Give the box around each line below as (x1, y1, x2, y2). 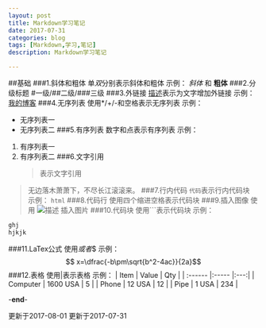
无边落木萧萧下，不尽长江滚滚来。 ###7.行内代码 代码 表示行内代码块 (27, 186, 250, 195)
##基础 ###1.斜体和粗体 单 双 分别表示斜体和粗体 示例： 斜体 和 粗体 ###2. (8, 79, 249, 87)
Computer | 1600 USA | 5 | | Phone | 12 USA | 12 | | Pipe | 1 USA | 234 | (8, 279, 238, 288)
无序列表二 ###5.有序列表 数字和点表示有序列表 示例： (19, 125, 199, 134)
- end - (8, 295, 28, 304)
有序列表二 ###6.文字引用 (19, 152, 105, 161)
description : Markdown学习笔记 (8, 48, 107, 56)
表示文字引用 (39, 168, 82, 178)
